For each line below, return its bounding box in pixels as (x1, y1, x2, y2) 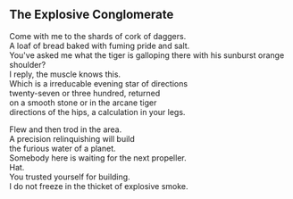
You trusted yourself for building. (9, 171, 131, 182)
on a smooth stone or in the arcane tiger (9, 97, 157, 108)
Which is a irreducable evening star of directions (9, 78, 188, 88)
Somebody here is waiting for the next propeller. (9, 152, 187, 163)
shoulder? (9, 59, 46, 70)
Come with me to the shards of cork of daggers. (9, 30, 187, 41)
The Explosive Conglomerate (9, 7, 174, 22)
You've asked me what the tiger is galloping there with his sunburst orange (9, 49, 285, 61)
